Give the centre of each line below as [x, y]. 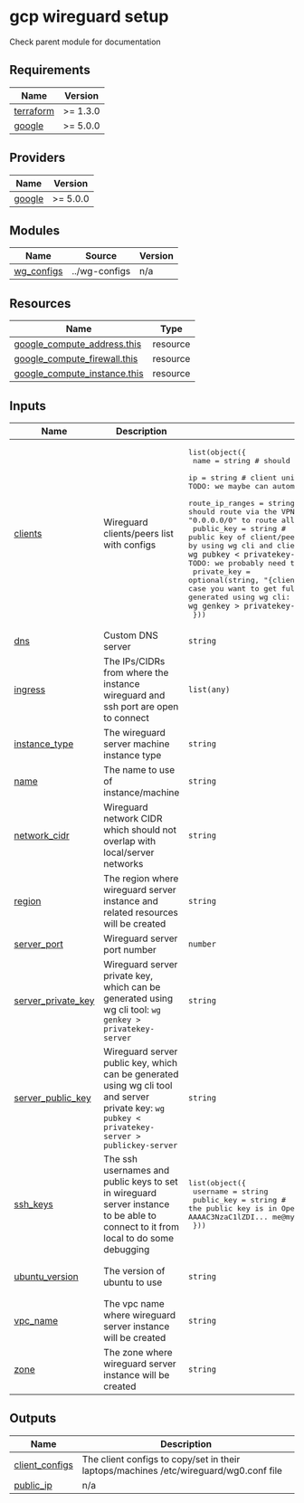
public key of [218, 537]
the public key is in [233, 1208]
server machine [137, 744]
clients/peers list [138, 533]
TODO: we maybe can [228, 486]
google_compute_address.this [78, 344]
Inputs [28, 406]
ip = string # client [233, 478]
